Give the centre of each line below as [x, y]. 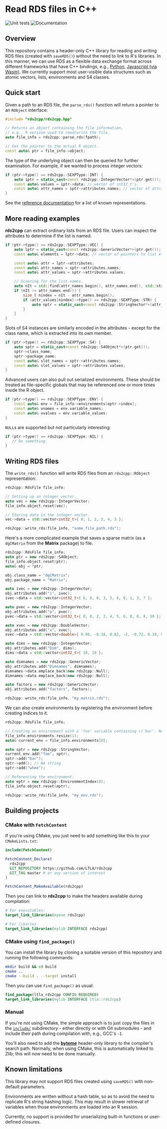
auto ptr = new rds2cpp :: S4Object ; [42, 557]
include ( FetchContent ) [29, 850]
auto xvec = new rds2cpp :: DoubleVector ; [48, 625]
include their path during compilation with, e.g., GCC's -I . [64, 1033]
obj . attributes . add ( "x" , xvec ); [39, 630]
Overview [21, 39]
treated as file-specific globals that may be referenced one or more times [80, 385]
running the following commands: [40, 958]
